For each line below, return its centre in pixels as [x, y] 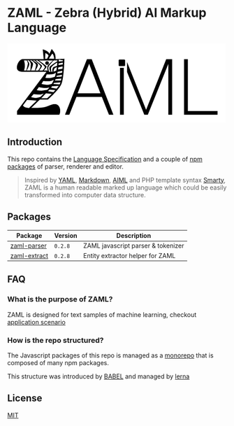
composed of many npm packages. [58, 363]
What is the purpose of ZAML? [60, 299]
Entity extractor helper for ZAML [129, 255]
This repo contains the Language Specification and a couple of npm [105, 159]
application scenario [37, 322]
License [25, 398]
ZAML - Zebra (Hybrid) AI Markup [107, 13]
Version [66, 236]
